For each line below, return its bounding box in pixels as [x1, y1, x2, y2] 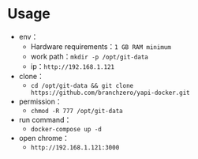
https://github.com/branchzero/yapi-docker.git [30, 89, 190, 97]
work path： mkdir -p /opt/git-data [30, 51, 149, 61]
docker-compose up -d [30, 125, 102, 133]
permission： [18, 97, 62, 106]
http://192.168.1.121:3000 [30, 143, 120, 151]
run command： [18, 115, 72, 124]
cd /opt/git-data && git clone [30, 81, 134, 89]
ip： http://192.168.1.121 [30, 61, 115, 71]
